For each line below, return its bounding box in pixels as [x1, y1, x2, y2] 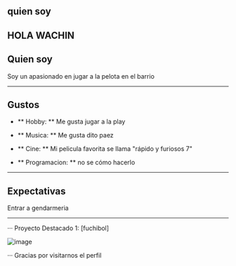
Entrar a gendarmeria [7, 204, 69, 213]
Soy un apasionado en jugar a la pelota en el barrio [7, 72, 155, 80]
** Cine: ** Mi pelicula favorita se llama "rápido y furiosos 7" [17, 145, 193, 153]
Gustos [7, 98, 40, 111]
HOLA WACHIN [7, 29, 75, 41]
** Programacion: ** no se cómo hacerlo [17, 158, 136, 167]
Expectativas [7, 185, 66, 197]
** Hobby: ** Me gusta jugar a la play [17, 117, 126, 126]
